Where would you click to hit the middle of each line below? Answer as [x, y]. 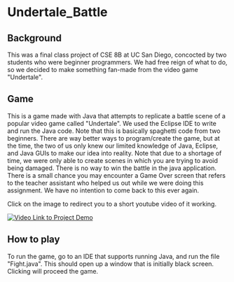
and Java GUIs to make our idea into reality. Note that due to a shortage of [115, 153]
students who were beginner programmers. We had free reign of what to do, [117, 62]
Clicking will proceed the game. [53, 271]
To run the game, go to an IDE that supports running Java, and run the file [113, 256]
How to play [34, 240]
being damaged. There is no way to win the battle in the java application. [112, 168]
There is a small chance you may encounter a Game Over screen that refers [117, 175]
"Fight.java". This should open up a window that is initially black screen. [111, 264]
